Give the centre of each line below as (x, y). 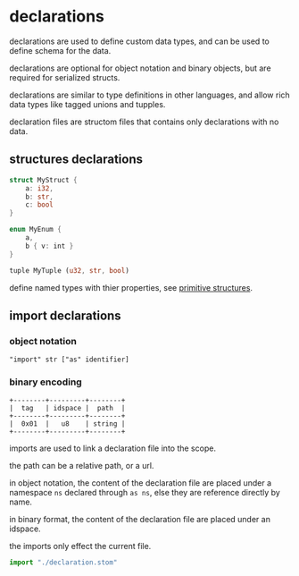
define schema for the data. (60, 50)
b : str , (39, 197)
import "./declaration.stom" (63, 563)
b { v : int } (50, 246)
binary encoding (46, 382)
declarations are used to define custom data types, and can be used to (139, 41)
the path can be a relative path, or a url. (82, 466)
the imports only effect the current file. (80, 546)
